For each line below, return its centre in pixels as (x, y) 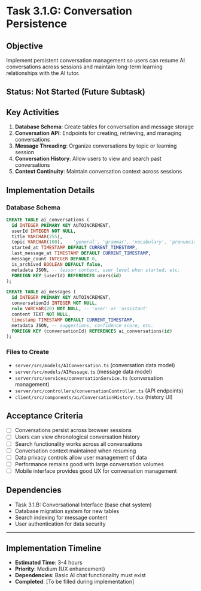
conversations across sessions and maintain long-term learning (84, 67)
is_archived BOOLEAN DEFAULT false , (57, 264)
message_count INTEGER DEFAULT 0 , (54, 259)
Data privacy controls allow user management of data (81, 457)
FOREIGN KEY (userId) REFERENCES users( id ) (66, 275)
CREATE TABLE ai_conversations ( (48, 220)
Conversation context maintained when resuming (75, 451)
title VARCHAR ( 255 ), (37, 236)
